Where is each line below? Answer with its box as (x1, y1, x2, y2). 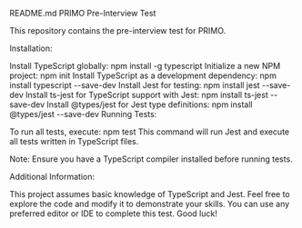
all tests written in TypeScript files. (9, 136, 139, 146)
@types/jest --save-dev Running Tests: (9, 109, 157, 119)
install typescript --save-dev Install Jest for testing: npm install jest (9, 80, 261, 90)
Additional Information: (9, 172, 96, 182)
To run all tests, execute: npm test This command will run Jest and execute (9, 126, 290, 137)
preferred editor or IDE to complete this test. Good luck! (9, 208, 218, 219)
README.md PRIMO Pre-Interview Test (9, 8, 156, 18)
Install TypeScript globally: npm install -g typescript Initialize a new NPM (9, 61, 281, 71)
